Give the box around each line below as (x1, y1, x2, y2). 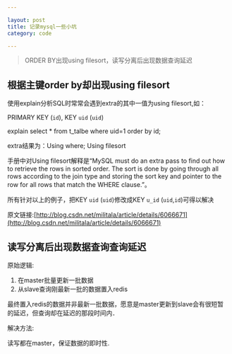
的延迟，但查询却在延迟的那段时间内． (7, 309, 118, 317)
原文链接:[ (7, 210, 37, 219)
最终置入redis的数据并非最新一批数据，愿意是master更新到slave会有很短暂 (7, 300, 224, 308)
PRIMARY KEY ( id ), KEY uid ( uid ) (7, 113, 104, 122)
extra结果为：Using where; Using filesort (7, 142, 126, 150)
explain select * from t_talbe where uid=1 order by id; (7, 127, 161, 135)
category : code (7, 30, 52, 37)
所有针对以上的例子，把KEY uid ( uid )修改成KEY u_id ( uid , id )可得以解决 (7, 195, 214, 204)
